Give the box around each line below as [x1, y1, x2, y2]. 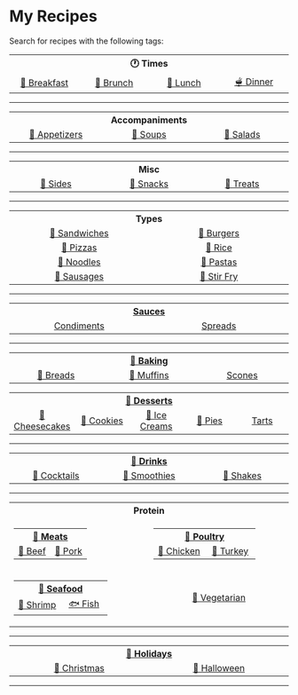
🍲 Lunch [167, 77, 201, 90]
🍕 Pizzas [61, 241, 98, 254]
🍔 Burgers [198, 226, 240, 239]
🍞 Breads [36, 368, 75, 381]
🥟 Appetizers [28, 128, 83, 140]
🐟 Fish [67, 597, 100, 610]
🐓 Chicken [158, 544, 201, 557]
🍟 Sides [39, 178, 73, 190]
